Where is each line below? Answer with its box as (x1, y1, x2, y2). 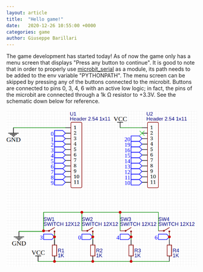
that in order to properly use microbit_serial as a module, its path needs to (6, 65, 191, 73)
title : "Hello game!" (6, 16, 64, 22)
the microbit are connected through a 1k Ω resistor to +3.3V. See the (6, 91, 176, 99)
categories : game (6, 29, 50, 35)
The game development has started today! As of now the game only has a (6, 53, 191, 60)
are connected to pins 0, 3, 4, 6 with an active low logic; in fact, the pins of (6, 85, 193, 92)
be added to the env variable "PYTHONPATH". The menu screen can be (6, 72, 185, 79)
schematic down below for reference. (6, 97, 100, 105)
